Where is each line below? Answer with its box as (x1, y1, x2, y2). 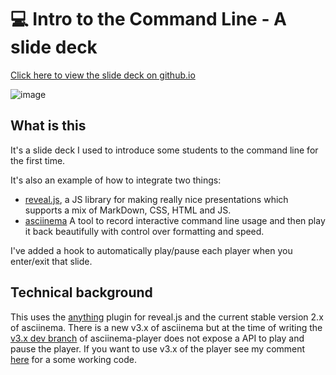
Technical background (10, 284, 153, 301)
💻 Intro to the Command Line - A (10, 8, 288, 31)
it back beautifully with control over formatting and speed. (24, 225, 265, 237)
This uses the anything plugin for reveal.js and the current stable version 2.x (10, 311, 324, 323)
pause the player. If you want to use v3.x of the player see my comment (10, 342, 306, 355)
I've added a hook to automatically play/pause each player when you (10, 244, 293, 256)
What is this (10, 117, 87, 135)
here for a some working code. (10, 353, 138, 365)
